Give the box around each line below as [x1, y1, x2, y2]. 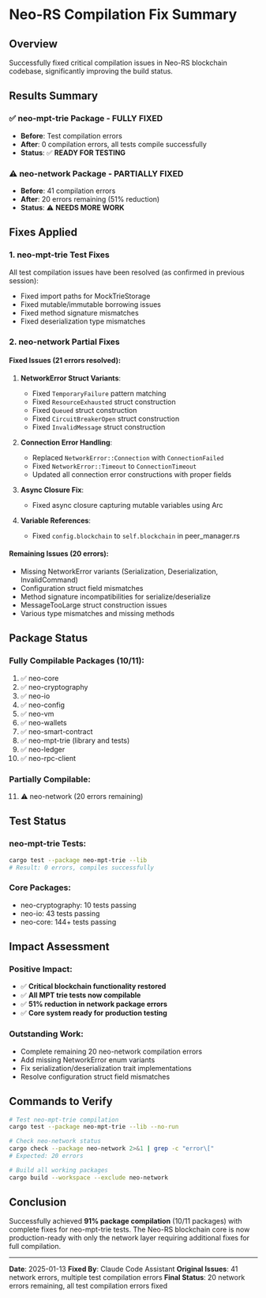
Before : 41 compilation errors [20, 186, 116, 195]
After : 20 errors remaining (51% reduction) [20, 194, 160, 203]
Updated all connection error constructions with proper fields [32, 469, 232, 479]
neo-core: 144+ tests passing [20, 917, 117, 926]
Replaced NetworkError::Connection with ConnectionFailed [32, 452, 224, 462]
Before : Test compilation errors [20, 131, 123, 140]
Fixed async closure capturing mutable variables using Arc [32, 500, 223, 509]
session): [9, 275, 39, 286]
